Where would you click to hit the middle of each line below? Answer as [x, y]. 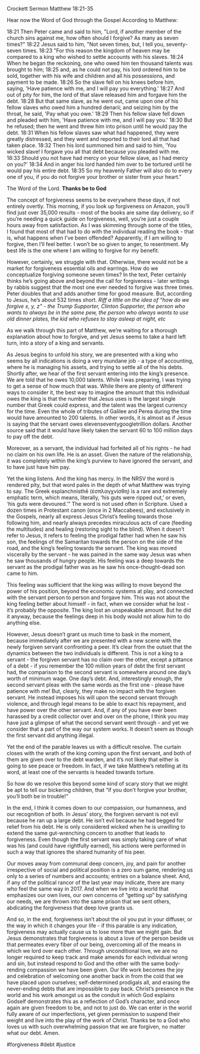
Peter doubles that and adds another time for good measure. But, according [99, 293]
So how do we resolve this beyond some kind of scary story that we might [97, 784]
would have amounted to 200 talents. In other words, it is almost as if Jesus [99, 418]
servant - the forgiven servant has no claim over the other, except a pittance [100, 660]
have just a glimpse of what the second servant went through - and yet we [98, 723]
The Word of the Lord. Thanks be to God [57, 188]
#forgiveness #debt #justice [41, 1044]
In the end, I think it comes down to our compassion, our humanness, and [96, 808]
